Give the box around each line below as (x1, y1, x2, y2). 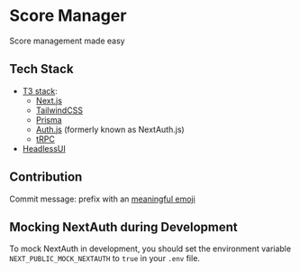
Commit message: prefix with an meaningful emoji (9, 193, 195, 204)
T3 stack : (22, 85, 59, 96)
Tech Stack (9, 61, 74, 77)
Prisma (35, 114, 62, 125)
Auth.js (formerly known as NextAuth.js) (35, 124, 185, 135)
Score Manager (9, 5, 127, 26)
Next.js (35, 95, 63, 106)
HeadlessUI (22, 143, 66, 154)
